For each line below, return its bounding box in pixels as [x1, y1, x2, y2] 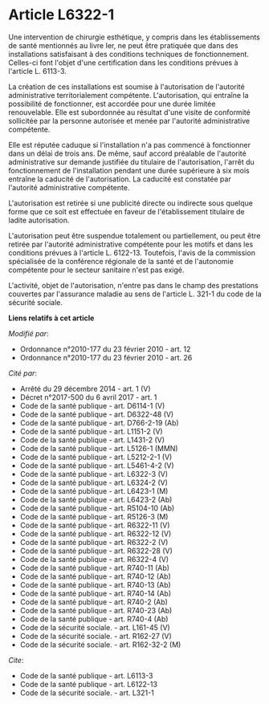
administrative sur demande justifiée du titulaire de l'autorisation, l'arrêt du [8, 157, 255, 166]
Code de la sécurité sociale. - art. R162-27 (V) [19, 631, 173, 641]
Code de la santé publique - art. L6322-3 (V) [19, 469, 169, 478]
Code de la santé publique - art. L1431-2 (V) [19, 435, 165, 445]
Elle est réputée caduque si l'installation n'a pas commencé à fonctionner [8, 140, 251, 149]
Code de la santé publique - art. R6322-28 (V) [19, 546, 173, 555]
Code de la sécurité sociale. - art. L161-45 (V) [19, 622, 170, 632]
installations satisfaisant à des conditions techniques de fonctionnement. [8, 49, 249, 59]
